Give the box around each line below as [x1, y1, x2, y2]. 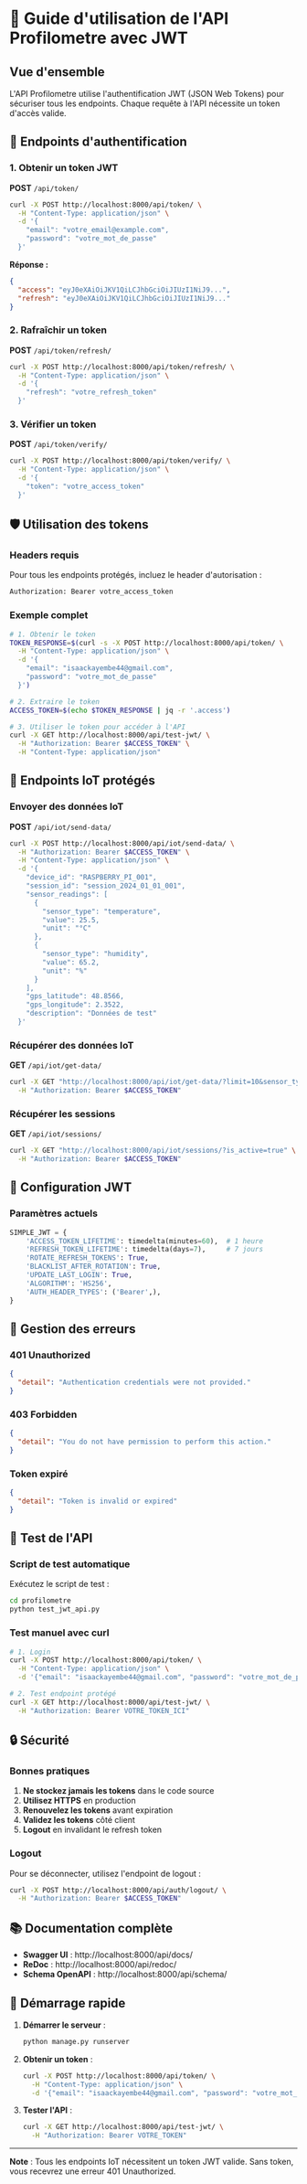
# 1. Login [9, 1647, 51, 1657]
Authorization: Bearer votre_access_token [9, 587, 174, 597]
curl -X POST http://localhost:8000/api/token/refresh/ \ [9, 362, 235, 371]
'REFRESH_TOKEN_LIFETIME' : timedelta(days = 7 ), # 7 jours [26, 1245, 263, 1254]
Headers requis [9, 549, 79, 561]
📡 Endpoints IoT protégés [9, 772, 155, 789]
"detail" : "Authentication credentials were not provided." [17, 1378, 251, 1388]
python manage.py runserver [22, 2037, 130, 2046]
